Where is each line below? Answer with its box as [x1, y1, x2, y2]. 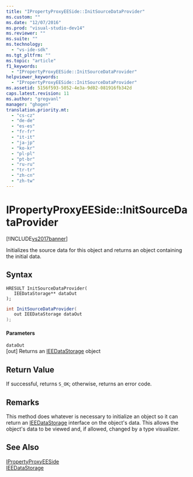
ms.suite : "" [6, 36, 38, 42]
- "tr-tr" [11, 167, 35, 173]
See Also [6, 442, 39, 452]
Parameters [6, 330, 35, 337]
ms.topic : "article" [6, 58, 57, 63]
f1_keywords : [6, 63, 38, 69]
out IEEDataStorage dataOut [13, 311, 82, 317]
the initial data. [6, 253, 42, 260]
